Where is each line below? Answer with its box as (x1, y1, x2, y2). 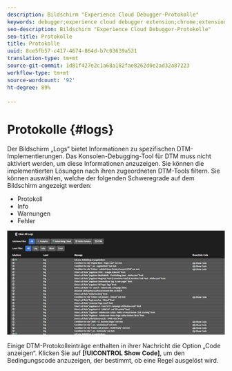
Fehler (17, 217, 36, 225)
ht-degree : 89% (7, 84, 51, 91)
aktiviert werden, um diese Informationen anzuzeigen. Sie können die (7, 160, 204, 168)
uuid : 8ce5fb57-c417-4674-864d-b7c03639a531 (7, 48, 137, 55)
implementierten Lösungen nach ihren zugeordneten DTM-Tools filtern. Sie (7, 167, 220, 175)
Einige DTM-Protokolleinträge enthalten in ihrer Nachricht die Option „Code (7, 341, 221, 350)
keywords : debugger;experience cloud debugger (7, 18, 144, 26)
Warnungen (17, 209, 51, 218)
